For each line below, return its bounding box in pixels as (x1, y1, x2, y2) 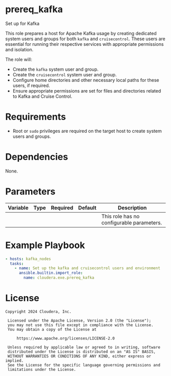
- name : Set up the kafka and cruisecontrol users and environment (14, 266, 160, 271)
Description (118, 204, 147, 211)
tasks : (10, 261, 24, 266)
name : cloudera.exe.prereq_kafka (23, 275, 95, 280)
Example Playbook (5, 239, 85, 251)
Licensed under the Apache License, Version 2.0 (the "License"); (7, 318, 152, 323)
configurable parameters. (101, 219, 162, 226)
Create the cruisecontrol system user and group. (12, 71, 117, 77)
